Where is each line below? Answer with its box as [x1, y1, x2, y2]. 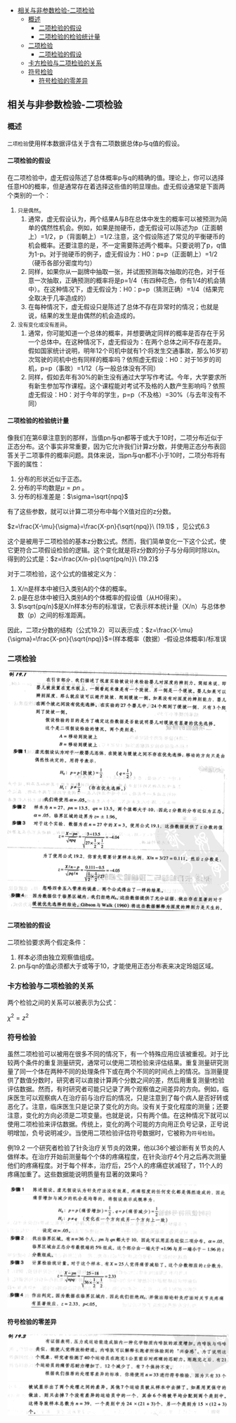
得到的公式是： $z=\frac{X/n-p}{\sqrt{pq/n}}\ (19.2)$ [7, 554, 159, 564]
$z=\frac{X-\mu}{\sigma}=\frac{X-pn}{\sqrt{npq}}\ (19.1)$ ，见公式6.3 [7, 522, 210, 531]
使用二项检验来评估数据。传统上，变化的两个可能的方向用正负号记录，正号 [7, 1119, 223, 1128]
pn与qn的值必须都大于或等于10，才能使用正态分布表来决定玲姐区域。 [17, 961, 218, 970]
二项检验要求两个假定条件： [7, 937, 88, 947]
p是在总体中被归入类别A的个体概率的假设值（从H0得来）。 [17, 593, 185, 602]
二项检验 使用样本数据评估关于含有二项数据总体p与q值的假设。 [7, 139, 184, 148]
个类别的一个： [7, 190, 51, 199]
